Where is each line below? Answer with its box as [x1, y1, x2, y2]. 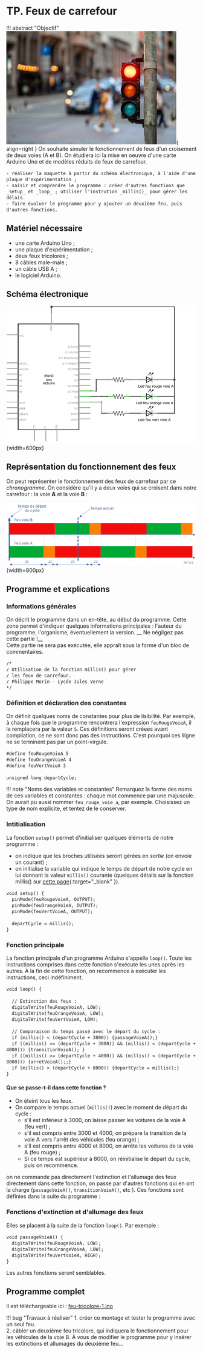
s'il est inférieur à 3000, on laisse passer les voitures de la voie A [24, 1117, 186, 1124]
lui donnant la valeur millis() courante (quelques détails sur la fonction [14, 871, 194, 879]
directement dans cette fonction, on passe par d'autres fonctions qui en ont [6, 1180, 195, 1187]
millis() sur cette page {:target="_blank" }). [14, 877, 120, 885]
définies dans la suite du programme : [6, 1192, 101, 1200]
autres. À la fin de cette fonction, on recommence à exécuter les [6, 968, 166, 975]
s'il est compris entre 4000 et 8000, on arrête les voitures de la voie [24, 1142, 194, 1149]
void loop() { [6, 986, 42, 992]
